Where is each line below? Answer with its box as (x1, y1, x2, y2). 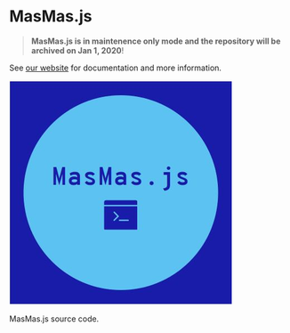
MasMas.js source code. (9, 313, 100, 324)
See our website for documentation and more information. (9, 62, 222, 73)
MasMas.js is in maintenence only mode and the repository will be (30, 36, 281, 46)
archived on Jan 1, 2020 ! (30, 45, 125, 55)
